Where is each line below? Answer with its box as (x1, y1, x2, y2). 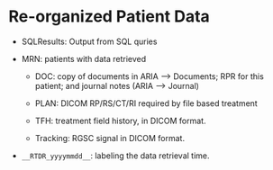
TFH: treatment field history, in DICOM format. (34, 115, 206, 126)
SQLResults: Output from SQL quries (21, 36, 158, 47)
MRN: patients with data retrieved (21, 53, 147, 64)
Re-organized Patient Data (8, 6, 211, 27)
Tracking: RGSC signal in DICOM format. (34, 132, 186, 143)
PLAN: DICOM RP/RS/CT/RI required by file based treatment (34, 97, 258, 109)
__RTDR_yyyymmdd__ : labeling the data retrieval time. (21, 150, 210, 161)
